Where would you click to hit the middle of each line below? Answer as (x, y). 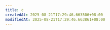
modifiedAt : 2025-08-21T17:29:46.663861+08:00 (55, 19)
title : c (14, 10)
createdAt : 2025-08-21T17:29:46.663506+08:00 (54, 15)
